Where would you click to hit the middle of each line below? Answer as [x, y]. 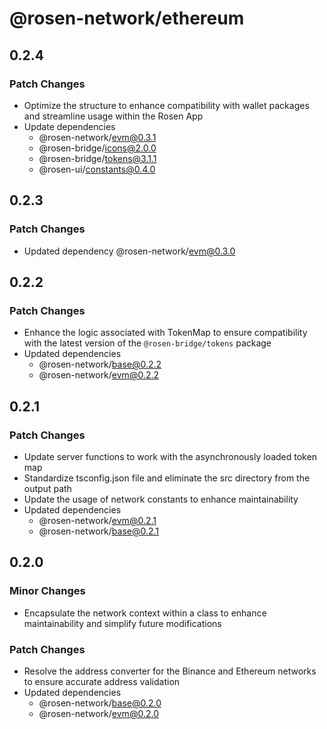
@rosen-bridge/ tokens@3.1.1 [97, 158]
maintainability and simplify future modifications [122, 623]
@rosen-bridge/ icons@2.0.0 [97, 148]
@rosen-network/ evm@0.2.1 [97, 520]
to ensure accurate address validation [102, 681]
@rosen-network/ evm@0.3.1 [97, 137]
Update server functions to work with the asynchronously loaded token [170, 456]
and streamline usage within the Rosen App [113, 116]
